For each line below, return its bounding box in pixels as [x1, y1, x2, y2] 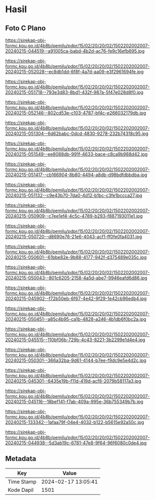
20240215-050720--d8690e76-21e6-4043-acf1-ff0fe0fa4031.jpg [5, 234, 142, 240]
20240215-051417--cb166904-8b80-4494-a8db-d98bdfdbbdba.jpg [5, 172, 147, 178]
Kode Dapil [8, 486, 34, 493]
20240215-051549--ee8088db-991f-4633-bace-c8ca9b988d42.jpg [5, 151, 148, 157]
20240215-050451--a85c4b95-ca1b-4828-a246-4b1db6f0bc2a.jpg [5, 316, 146, 322]
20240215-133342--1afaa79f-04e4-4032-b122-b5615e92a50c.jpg [5, 419, 144, 425]
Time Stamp [8, 478, 37, 485]
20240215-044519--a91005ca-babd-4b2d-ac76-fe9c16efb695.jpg [5, 48, 145, 54]
